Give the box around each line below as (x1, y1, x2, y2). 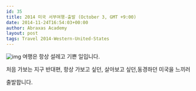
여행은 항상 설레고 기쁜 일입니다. (22, 53, 100, 60)
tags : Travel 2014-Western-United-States (6, 36, 110, 42)
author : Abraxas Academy (6, 25, 67, 31)
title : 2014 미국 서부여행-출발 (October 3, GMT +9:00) (6, 14, 137, 20)
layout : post (6, 31, 38, 36)
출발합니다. (6, 79, 33, 86)
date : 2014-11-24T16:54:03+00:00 (6, 19, 89, 25)
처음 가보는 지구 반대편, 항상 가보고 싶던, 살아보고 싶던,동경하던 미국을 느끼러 (6, 66, 191, 73)
